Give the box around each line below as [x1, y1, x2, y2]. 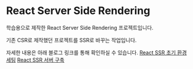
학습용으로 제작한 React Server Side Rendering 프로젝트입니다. [6, 24, 153, 31]
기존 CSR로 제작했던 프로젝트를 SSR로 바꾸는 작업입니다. [6, 36, 137, 43]
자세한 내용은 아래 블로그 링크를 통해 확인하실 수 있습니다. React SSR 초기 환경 [6, 49, 187, 56]
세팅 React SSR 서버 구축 [6, 56, 65, 63]
